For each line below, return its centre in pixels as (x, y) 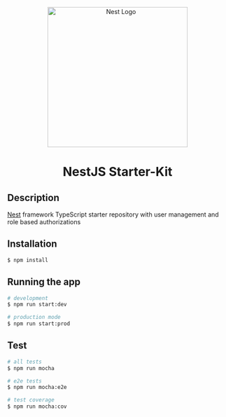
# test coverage (31, 400)
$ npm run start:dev (37, 305)
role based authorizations (44, 222)
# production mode (34, 317)
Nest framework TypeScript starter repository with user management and (113, 214)
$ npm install (28, 260)
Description (33, 197)
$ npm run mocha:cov (37, 406)
